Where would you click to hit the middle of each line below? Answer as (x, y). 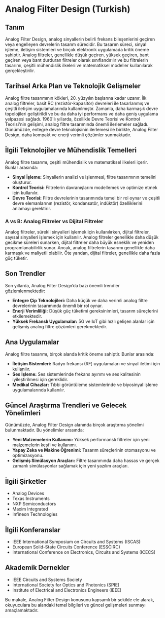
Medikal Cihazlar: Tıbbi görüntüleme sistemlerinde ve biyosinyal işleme (85, 385)
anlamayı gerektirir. (32, 208)
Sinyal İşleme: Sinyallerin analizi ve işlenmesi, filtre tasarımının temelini (84, 177)
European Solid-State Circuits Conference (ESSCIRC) (66, 547)
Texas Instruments (31, 499)
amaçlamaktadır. (22, 610)
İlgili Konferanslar (33, 530)
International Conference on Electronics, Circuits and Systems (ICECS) (84, 552)
